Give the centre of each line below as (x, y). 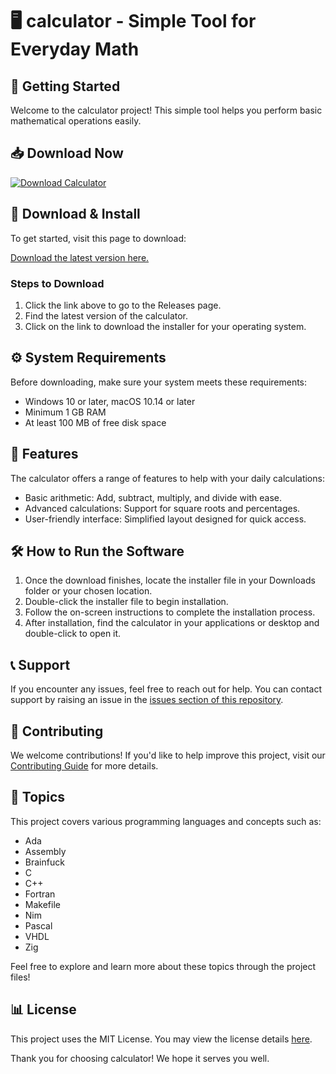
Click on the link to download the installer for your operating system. (165, 326)
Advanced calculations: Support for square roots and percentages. (162, 508)
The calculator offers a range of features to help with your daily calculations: (167, 478)
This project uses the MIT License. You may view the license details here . (161, 1039)
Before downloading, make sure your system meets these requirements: (159, 382)
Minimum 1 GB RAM (65, 412)
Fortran (40, 894)
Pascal (38, 925)
